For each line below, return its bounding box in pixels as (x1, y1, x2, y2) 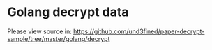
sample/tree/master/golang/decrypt (7, 34, 110, 42)
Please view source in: (7, 27, 72, 35)
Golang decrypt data (7, 4, 129, 20)
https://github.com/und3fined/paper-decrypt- (73, 27, 205, 35)
